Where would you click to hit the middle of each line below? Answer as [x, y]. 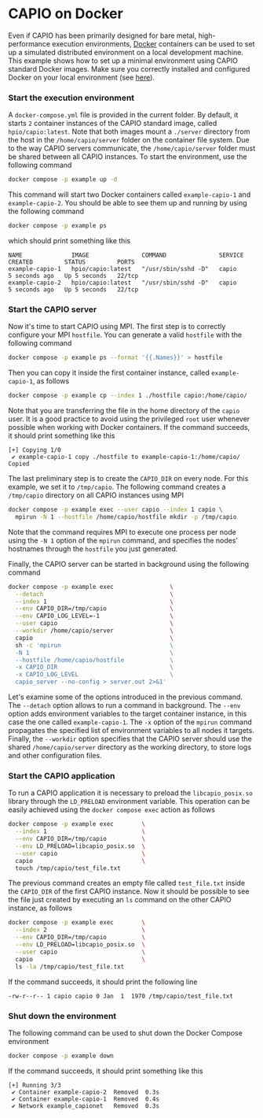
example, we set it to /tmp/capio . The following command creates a [117, 487]
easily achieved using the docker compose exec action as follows [112, 810]
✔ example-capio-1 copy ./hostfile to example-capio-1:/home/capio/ [126, 457]
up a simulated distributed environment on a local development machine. [126, 52]
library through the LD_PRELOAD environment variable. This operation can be [129, 801]
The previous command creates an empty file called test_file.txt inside [127, 883]
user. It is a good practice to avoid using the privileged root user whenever [129, 419]
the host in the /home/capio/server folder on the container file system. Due [129, 140]
